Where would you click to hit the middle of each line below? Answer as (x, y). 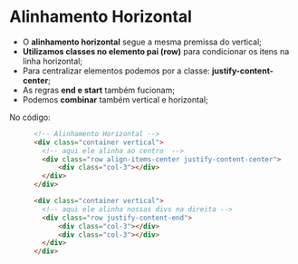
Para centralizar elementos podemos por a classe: (116, 71)
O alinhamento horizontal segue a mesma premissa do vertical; (142, 42)
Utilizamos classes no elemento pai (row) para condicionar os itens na (156, 51)
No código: (30, 117)
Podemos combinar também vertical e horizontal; (115, 99)
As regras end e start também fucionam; (98, 90)
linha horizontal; (53, 61)
